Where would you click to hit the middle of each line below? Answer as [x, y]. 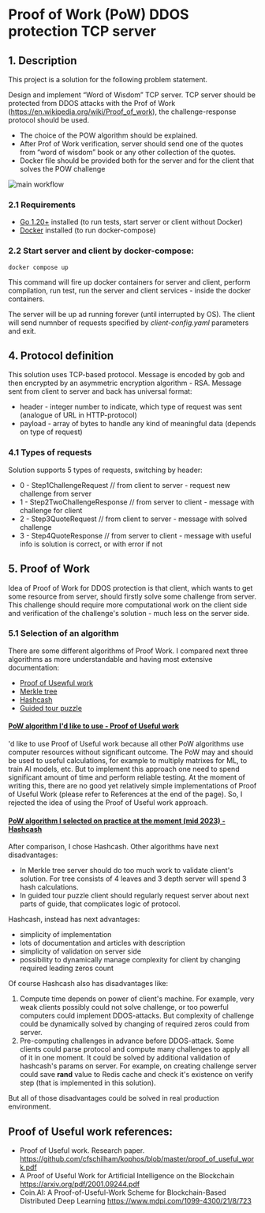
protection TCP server [82, 31]
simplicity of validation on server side [80, 951]
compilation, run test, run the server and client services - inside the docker [129, 290]
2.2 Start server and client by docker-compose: [101, 251]
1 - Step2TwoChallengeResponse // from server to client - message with [137, 502]
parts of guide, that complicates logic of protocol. [100, 904]
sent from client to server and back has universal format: [100, 391]
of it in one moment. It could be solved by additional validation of [125, 1058]
